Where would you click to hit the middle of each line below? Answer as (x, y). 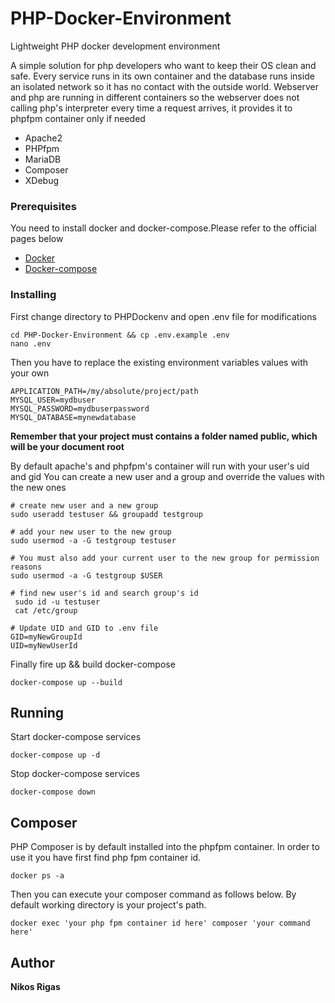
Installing (33, 295)
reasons (26, 567)
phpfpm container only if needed (78, 118)
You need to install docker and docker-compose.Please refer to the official (163, 228)
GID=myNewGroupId (46, 637)
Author (32, 962)
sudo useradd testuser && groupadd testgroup (106, 514)
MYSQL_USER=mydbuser (53, 400)
